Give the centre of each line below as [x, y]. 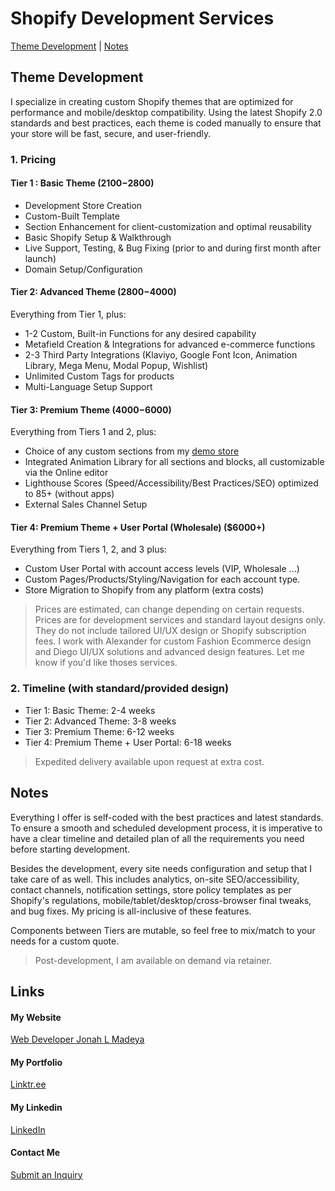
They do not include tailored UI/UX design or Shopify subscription [170, 631]
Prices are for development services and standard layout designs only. [180, 620]
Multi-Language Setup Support [88, 387]
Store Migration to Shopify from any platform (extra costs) [144, 590]
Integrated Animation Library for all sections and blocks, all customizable [174, 462]
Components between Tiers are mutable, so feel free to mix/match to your [163, 930]
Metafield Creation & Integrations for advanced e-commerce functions [170, 344]
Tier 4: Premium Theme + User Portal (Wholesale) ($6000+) [138, 527]
